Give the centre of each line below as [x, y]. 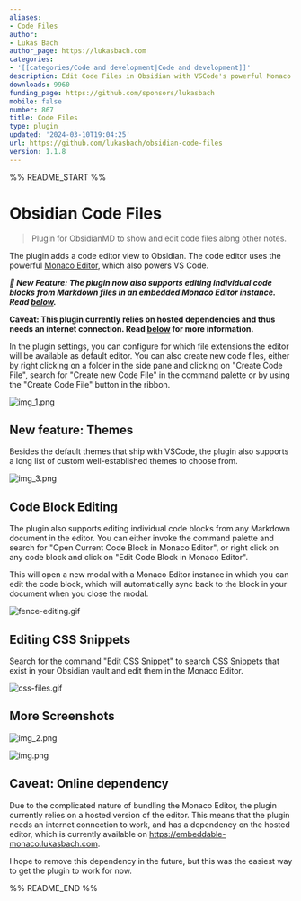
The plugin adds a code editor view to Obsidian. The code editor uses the [145, 255]
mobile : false [36, 101]
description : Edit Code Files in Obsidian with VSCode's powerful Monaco [150, 76]
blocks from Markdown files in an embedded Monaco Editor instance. [142, 292]
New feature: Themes [71, 429]
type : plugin [34, 127]
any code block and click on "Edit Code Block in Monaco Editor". [129, 558]
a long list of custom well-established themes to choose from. [124, 461]
